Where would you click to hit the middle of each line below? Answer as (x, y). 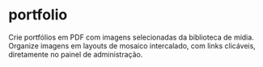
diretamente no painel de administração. (76, 54)
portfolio (38, 15)
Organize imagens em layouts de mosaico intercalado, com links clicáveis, (132, 45)
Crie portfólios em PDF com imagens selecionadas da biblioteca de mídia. (131, 37)
